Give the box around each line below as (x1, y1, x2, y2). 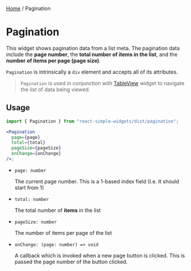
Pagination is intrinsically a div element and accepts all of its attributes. (6, 68, 178, 75)
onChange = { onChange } (11, 151, 61, 157)
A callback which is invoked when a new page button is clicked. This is (14, 252, 185, 259)
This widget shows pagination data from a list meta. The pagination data (6, 44, 180, 51)
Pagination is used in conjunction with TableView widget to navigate (20, 79, 185, 86)
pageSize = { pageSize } (11, 145, 61, 151)
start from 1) (14, 184, 44, 191)
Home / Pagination (6, 5, 51, 12)
